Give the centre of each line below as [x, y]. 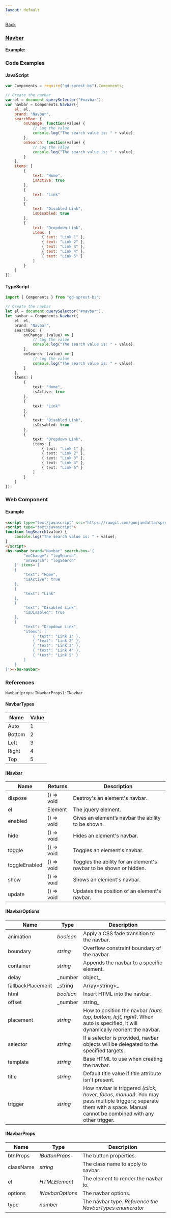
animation [20, 936]
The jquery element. [97, 809]
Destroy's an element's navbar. [110, 798]
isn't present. [99, 1079]
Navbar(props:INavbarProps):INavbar [44, 693]
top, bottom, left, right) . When [118, 1017]
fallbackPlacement [30, 985]
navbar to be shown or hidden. [109, 868]
